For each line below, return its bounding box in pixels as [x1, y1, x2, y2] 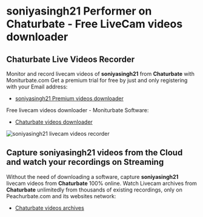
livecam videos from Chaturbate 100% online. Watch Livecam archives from [6, 179, 197, 187]
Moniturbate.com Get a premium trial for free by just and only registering [6, 77, 188, 84]
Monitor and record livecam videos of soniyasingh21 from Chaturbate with [6, 70, 195, 77]
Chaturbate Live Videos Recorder [6, 54, 135, 64]
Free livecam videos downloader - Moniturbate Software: [6, 107, 149, 113]
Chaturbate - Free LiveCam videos [6, 17, 183, 31]
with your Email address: [6, 83, 68, 90]
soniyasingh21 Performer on [6, 4, 152, 18]
